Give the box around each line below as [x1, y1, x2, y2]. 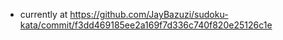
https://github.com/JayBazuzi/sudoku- [69, 9, 229, 20]
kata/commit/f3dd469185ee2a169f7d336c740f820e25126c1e [19, 19, 273, 31]
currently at [19, 9, 68, 20]
